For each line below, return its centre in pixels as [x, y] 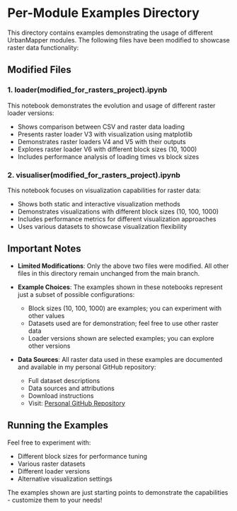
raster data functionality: [43, 47]
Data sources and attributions [71, 388]
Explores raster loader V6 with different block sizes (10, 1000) [107, 149]
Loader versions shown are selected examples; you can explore [121, 338]
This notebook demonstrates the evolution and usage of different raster [111, 105]
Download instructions [61, 395]
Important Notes [44, 249]
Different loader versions [54, 471]
